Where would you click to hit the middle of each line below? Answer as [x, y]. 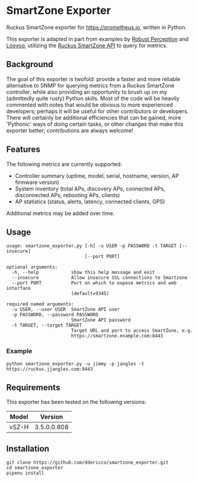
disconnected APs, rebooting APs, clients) [67, 195]
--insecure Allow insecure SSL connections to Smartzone [100, 278]
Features [23, 150]
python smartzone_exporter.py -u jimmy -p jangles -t [75, 363]
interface [19, 288]
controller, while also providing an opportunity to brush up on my [87, 92]
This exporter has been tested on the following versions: [76, 402]
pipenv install [25, 473]
